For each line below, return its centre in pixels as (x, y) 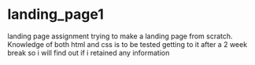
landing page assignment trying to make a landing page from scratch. (120, 36)
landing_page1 (55, 14)
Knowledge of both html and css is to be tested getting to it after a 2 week (128, 44)
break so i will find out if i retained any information (89, 52)
